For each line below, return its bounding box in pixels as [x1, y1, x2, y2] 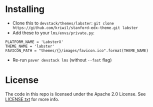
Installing [5, 3, 45, 15]
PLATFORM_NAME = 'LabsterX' [5, 39, 64, 44]
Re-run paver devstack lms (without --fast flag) [12, 56, 112, 63]
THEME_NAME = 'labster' [5, 43, 55, 48]
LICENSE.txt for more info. [5, 96, 59, 102]
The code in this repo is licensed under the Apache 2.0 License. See [5, 91, 146, 97]
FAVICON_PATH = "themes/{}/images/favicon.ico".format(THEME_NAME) [5, 48, 149, 53]
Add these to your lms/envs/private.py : [12, 29, 95, 35]
